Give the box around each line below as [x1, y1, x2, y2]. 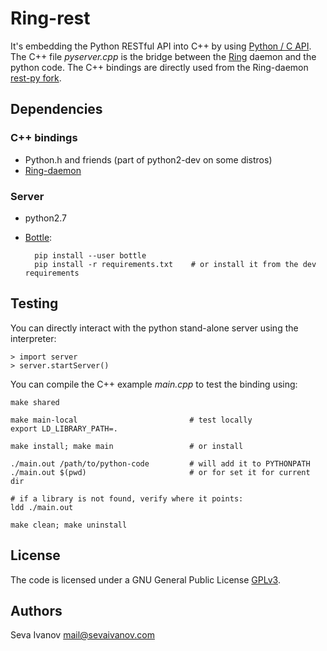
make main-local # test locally [10, 415, 253, 425]
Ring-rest [10, 7, 91, 30]
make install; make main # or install [10, 441, 244, 451]
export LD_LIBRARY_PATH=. [10, 423, 118, 434]
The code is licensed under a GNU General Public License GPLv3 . [10, 573, 281, 586]
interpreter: [10, 332, 57, 344]
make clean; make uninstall [10, 520, 128, 530]
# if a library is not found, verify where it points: [10, 493, 244, 504]
